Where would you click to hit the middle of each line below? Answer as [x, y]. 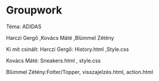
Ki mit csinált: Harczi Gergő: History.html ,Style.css [67, 49]
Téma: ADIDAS [24, 26]
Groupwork [34, 10]
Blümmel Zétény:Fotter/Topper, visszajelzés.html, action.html [80, 72]
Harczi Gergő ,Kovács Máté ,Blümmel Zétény [60, 38]
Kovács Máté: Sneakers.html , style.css [53, 60]
